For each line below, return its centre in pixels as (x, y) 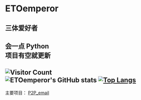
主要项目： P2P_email (27, 93)
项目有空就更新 (28, 55)
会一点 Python (27, 46)
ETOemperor (32, 9)
